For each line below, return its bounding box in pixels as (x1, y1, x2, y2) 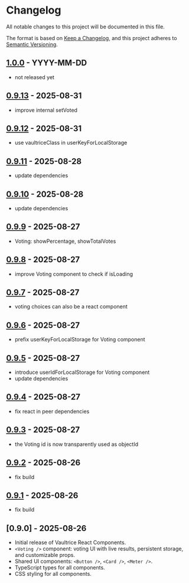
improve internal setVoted (14, 106, 78, 113)
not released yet (14, 73, 55, 80)
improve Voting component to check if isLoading (14, 270, 133, 278)
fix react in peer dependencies (14, 408, 90, 415)
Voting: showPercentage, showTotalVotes (14, 237, 116, 245)
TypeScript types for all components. (14, 564, 105, 571)
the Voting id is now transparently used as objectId (14, 441, 139, 448)
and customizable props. (14, 552, 76, 559)
